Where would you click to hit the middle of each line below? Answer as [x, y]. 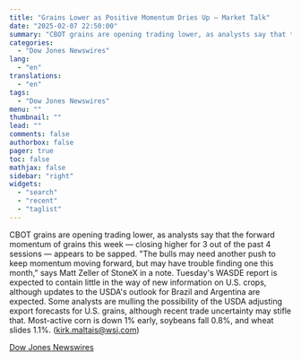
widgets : [26, 185]
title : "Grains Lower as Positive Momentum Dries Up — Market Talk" [140, 17]
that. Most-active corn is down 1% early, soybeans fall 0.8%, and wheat [142, 320]
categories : [31, 43]
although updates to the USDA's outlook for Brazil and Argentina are [135, 291]
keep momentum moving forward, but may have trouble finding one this [142, 263]
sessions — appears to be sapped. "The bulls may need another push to [142, 254]
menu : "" [26, 109]
